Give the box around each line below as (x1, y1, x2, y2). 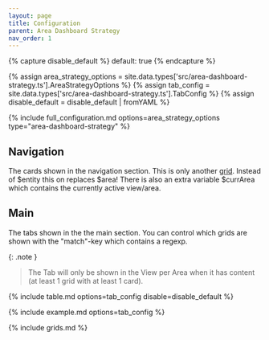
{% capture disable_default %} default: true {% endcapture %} (8, 56, 216, 66)
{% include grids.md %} (8, 322, 88, 332)
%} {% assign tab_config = (120, 80, 210, 90)
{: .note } (8, 252, 38, 261)
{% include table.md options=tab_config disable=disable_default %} (8, 291, 234, 301)
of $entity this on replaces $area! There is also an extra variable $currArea (8, 174, 255, 185)
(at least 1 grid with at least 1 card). (27, 276, 144, 285)
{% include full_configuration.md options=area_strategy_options (8, 113, 221, 123)
